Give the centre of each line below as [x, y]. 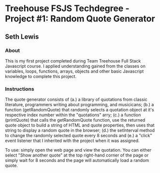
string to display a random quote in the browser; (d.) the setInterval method [80, 130]
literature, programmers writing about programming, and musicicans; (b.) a [80, 105]
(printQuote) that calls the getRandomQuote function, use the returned [75, 120]
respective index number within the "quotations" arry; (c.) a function [73, 115]
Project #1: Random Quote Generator [80, 19]
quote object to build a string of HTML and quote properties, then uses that [80, 125]
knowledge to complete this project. [41, 76]
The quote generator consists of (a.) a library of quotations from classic [76, 99]
